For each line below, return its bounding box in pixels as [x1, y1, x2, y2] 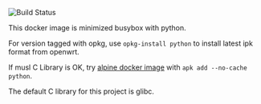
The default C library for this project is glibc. [8, 86, 155, 96]
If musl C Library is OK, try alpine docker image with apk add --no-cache [8, 62, 247, 72]
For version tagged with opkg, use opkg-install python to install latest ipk [8, 38, 253, 48]
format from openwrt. [8, 47, 80, 56]
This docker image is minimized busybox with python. [8, 23, 186, 32]
